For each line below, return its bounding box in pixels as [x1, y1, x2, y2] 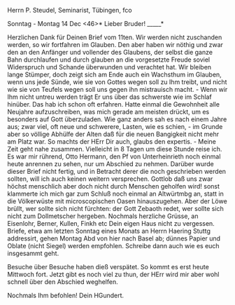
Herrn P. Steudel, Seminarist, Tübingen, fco [7, 6, 132, 14]
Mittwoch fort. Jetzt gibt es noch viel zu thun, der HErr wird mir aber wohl [7, 270, 220, 278]
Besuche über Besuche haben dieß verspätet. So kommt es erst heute [7, 263, 210, 271]
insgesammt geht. [7, 249, 59, 257]
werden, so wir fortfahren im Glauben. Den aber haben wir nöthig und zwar [7, 41, 224, 48]
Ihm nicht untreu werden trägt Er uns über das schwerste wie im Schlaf [7, 93, 212, 101]
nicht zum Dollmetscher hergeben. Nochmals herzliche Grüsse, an [7, 212, 199, 220]
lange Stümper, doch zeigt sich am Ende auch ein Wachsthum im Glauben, [7, 70, 222, 79]
